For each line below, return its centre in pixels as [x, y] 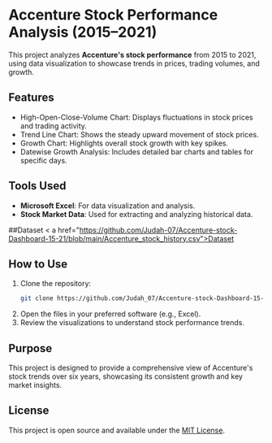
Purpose [30, 348]
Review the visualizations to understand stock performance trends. [132, 323]
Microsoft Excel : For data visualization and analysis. [108, 206]
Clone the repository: [56, 284]
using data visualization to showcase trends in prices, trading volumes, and [134, 63]
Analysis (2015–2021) [83, 32]
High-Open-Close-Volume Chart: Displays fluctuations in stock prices [136, 117]
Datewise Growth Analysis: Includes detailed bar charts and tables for [137, 151]
